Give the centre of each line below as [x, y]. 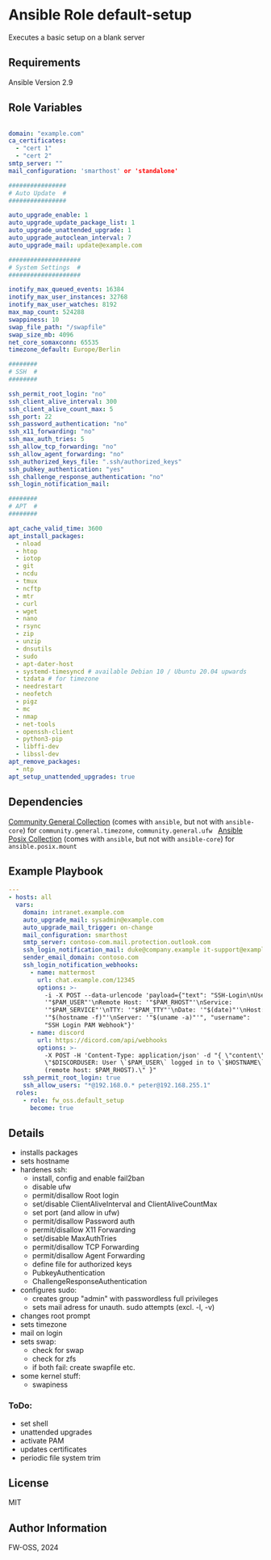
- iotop [29, 559]
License [29, 1484]
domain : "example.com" [46, 134]
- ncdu [27, 574]
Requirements [44, 63]
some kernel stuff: [50, 1376]
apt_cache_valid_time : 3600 [56, 528]
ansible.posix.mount [43, 846]
